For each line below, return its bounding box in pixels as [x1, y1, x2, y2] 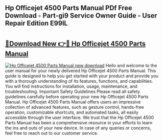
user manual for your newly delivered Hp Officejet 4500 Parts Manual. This [5, 68, 157, 73]
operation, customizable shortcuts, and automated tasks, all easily [5, 110, 139, 115]
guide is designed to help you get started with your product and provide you [5, 73, 159, 79]
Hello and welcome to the [105, 63, 158, 68]
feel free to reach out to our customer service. [5, 130, 98, 136]
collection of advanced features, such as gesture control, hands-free [5, 104, 144, 110]
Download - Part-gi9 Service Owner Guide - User [5, 12, 158, 20]
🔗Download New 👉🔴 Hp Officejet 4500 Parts [5, 39, 146, 48]
